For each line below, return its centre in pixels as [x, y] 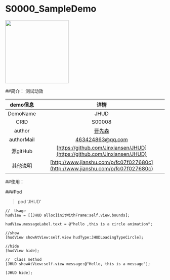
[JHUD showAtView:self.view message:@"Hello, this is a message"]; [78, 264]
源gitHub [22, 151]
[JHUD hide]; [19, 273]
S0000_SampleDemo [51, 9]
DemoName [22, 113]
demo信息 [22, 105]
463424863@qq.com [101, 139]
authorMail [22, 139]
